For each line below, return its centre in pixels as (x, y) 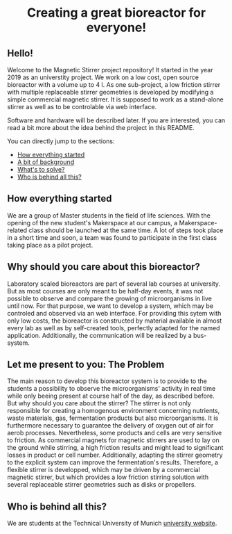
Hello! (20, 53)
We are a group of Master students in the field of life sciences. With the (109, 215)
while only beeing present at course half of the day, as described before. (111, 396)
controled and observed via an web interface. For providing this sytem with (114, 313)
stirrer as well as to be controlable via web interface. (82, 107)
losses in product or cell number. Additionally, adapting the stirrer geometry (115, 455)
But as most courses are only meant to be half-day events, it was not (105, 291)
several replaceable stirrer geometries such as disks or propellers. (101, 485)
